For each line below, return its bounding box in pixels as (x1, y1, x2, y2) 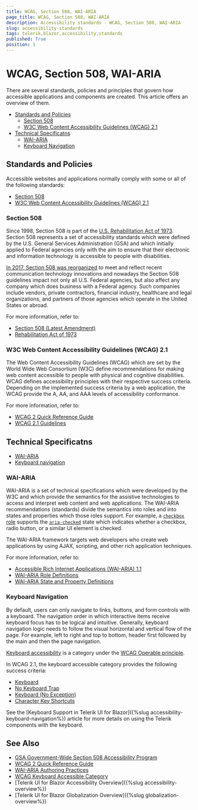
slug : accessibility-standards (6, 25, 83, 31)
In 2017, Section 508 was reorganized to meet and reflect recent (6, 264, 163, 271)
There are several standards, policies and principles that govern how (6, 86, 173, 93)
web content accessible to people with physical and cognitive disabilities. (6, 372, 185, 379)
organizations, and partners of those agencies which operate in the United (6, 295, 187, 302)
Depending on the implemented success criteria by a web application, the (6, 384, 186, 391)
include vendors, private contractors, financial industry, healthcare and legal (6, 289, 192, 296)
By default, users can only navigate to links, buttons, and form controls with (6, 606, 190, 613)
